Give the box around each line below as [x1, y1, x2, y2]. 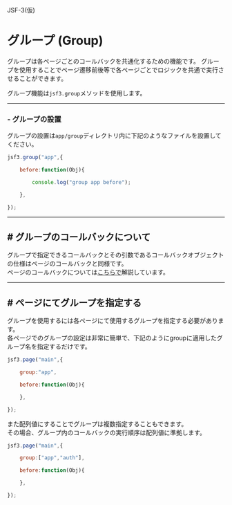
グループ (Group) [7, 33, 104, 48]
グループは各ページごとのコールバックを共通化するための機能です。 [7, 57, 200, 65]
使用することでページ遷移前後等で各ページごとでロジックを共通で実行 [19, 65, 219, 74]
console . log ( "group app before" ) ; [32, 178, 131, 185]
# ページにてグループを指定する [7, 297, 142, 309]
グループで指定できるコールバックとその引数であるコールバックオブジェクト [7, 251, 224, 259]
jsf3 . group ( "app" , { [7, 154, 64, 161]
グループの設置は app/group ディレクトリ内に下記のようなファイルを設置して [7, 131, 222, 140]
